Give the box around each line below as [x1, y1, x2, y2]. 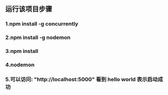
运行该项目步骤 [5, 5, 52, 14]
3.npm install [5, 48, 39, 55]
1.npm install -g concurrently [5, 20, 78, 27]
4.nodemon [5, 61, 35, 69]
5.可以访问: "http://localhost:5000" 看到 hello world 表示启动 [5, 76, 158, 83]
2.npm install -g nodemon [5, 34, 71, 41]
